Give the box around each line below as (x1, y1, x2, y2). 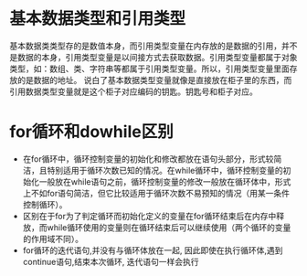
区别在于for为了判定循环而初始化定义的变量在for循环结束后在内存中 (22, 210, 277, 221)
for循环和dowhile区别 (9, 122, 174, 143)
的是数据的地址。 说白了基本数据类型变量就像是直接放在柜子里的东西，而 (16, 74, 292, 85)
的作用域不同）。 (22, 233, 84, 244)
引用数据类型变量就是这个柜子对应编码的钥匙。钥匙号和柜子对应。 (9, 86, 258, 97)
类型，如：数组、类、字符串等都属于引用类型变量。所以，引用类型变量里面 (9, 63, 290, 74)
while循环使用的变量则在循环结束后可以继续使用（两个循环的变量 (47, 221, 291, 233)
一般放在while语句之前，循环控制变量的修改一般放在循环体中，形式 (38, 175, 291, 187)
